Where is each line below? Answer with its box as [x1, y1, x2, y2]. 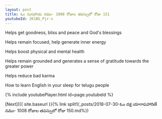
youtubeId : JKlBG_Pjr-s [5, 16, 54, 21]
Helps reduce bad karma [5, 73, 55, 79]
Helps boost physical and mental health [5, 48, 84, 54]
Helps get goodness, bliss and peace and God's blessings [5, 30, 122, 36]
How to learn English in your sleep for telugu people [5, 82, 110, 88]
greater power [5, 63, 34, 69]
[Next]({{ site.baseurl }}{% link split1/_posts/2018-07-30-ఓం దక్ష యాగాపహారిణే [5, 101, 157, 107]
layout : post [5, 7, 32, 12]
